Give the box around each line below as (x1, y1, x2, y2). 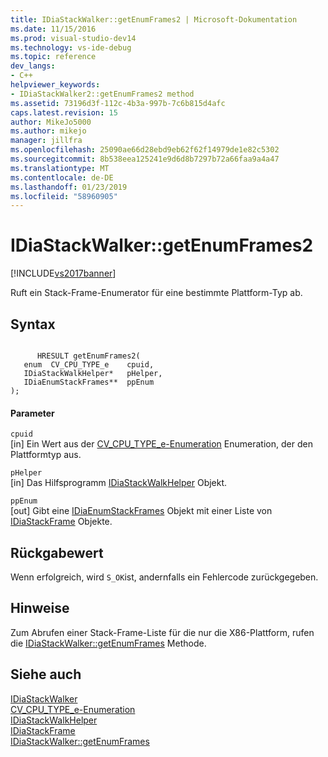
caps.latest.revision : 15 (10, 107, 118, 118)
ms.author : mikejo (10, 126, 87, 136)
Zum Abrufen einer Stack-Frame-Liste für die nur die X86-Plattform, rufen (10, 626, 315, 638)
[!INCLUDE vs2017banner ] (10, 267, 117, 280)
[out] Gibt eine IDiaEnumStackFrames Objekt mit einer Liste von (10, 505, 273, 517)
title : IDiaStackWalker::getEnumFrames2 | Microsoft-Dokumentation (10, 14, 298, 25)
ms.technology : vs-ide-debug (10, 42, 132, 53)
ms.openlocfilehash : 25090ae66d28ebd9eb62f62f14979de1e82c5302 (10, 145, 280, 155)
